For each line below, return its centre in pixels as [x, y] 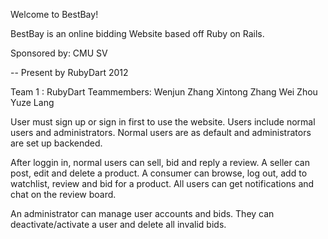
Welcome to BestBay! [54, 14]
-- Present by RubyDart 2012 [69, 72]
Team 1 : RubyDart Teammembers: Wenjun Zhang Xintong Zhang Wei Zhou [164, 92]
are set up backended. [56, 143]
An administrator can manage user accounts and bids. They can [142, 213]
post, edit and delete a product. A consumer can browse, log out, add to [159, 173]
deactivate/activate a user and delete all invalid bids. [118, 224]
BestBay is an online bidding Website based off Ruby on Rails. [137, 33]
